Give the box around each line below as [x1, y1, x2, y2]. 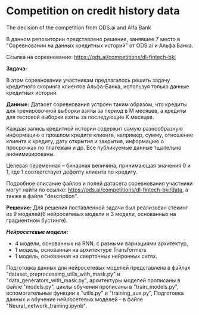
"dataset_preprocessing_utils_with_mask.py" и [6, 270, 120, 277]
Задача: [6, 64, 27, 72]
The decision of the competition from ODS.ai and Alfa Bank [6, 24, 151, 31]
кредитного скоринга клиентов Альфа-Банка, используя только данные [6, 82, 189, 90]
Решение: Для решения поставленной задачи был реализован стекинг [6, 204, 188, 211]
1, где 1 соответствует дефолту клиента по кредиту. [6, 168, 138, 175]
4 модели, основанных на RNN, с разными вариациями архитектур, [14, 240, 189, 247]
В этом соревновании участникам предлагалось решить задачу [6, 76, 170, 84]
